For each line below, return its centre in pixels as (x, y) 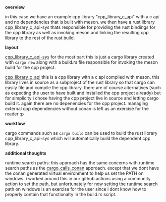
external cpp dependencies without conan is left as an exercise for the (77, 109)
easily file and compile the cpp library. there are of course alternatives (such (83, 88)
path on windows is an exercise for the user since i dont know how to (76, 189)
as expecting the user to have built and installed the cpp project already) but (83, 93)
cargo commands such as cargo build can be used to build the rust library (81, 133)
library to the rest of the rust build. (40, 38)
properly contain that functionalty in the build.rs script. (61, 194)
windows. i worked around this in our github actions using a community (78, 178)
